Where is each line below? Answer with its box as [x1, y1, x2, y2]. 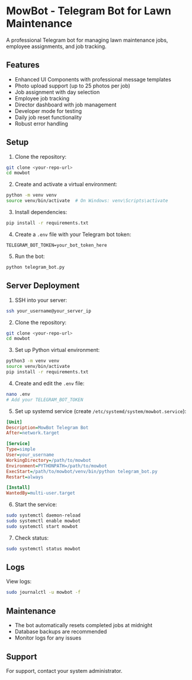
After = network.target [6, 430, 60, 436]
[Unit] [6, 419, 23, 425]
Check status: [14, 534, 49, 542]
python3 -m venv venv [6, 358, 60, 364]
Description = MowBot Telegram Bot [6, 424, 89, 430]
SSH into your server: [14, 296, 68, 304]
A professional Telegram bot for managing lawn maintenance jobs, [6, 36, 168, 43]
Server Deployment [6, 281, 80, 291]
